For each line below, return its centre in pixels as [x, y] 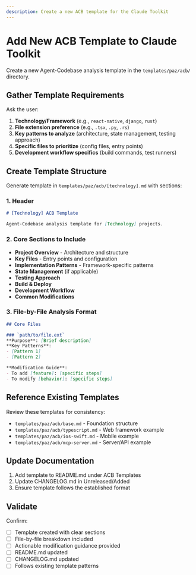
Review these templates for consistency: [56, 411]
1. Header [20, 201]
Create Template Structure [56, 171]
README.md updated [41, 552]
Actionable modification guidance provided [67, 546]
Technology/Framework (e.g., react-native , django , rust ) [86, 121]
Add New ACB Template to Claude [91, 41]
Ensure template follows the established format [72, 488]
